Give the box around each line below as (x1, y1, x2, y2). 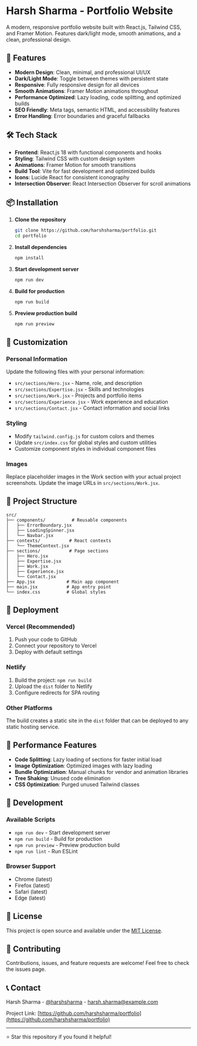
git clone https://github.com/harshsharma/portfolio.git (14, 227, 157, 233)
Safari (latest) (14, 888, 48, 895)
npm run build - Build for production (14, 835, 103, 842)
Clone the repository (14, 216, 66, 223)
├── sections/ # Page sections (6, 548, 109, 554)
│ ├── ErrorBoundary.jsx (6, 522, 72, 528)
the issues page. (6, 965, 46, 973)
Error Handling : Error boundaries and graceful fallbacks (14, 112, 150, 119)
